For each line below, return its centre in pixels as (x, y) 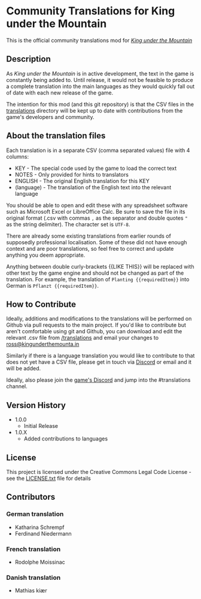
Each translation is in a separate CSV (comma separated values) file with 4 (98, 150)
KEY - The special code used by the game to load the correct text (96, 168)
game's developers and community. (50, 117)
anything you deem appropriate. (46, 255)
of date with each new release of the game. (60, 92)
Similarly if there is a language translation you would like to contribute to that (100, 356)
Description (28, 59)
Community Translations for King (91, 11)
